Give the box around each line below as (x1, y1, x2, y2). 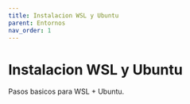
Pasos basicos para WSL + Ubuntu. (8, 87, 125, 96)
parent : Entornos (8, 19, 66, 27)
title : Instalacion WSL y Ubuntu (8, 11, 119, 20)
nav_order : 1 (8, 26, 52, 34)
